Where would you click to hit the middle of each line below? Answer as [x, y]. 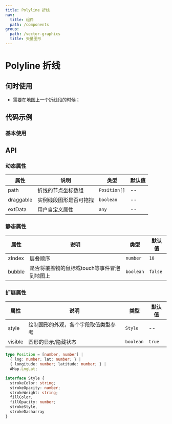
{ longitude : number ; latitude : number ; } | [58, 364]
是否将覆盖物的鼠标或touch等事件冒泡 [75, 268]
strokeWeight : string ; [34, 393]
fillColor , [21, 397]
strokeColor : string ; [33, 383]
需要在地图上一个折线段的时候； [46, 99]
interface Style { [25, 378]
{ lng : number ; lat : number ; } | [46, 360]
